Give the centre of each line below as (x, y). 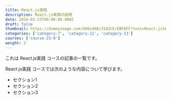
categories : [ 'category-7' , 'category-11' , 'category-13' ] (69, 34)
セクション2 (25, 86)
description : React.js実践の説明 (39, 15)
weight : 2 (16, 43)
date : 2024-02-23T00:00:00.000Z (39, 19)
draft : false (19, 24)
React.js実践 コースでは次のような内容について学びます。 (65, 69)
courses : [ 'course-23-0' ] (33, 39)
